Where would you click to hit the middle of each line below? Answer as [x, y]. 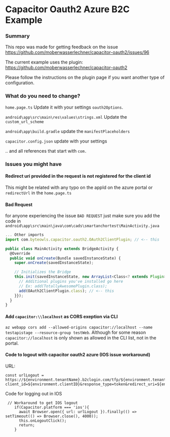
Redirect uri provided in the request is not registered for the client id [78, 176]
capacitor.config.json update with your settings [56, 141]
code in [13, 221]
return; [27, 425]
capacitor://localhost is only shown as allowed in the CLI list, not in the [81, 338]
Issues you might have [33, 164]
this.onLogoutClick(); [42, 421]
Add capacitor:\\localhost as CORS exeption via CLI [61, 316]
